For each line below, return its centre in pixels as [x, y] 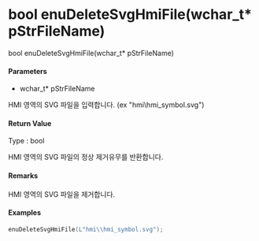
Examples [25, 213]
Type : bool [26, 141]
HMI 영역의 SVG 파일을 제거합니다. [62, 194]
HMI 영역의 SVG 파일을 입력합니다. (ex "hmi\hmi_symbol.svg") [106, 105]
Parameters [28, 71]
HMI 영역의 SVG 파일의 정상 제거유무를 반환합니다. [86, 157]
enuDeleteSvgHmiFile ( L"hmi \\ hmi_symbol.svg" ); [86, 229]
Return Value [30, 123]
